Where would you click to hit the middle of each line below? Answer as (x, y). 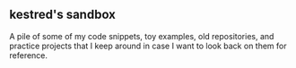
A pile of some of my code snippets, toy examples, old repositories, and (142, 36)
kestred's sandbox (63, 15)
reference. (28, 55)
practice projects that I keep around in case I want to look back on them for (148, 46)
